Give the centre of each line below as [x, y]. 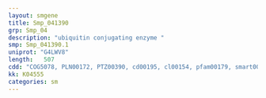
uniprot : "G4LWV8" [38, 52]
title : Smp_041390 [38, 23]
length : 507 [32, 60]
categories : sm [33, 81]
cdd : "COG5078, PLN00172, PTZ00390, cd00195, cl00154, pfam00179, [120, 67]
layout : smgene [33, 15]
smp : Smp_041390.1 [38, 45]
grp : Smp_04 [28, 30]
